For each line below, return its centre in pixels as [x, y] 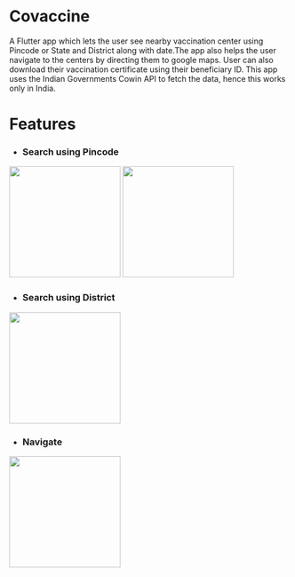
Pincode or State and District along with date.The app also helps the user [143, 50]
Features [43, 124]
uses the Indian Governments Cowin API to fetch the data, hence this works [147, 78]
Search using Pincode [70, 152]
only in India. [32, 88]
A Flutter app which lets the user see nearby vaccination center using [136, 41]
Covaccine [50, 16]
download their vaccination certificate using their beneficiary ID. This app [144, 69]
